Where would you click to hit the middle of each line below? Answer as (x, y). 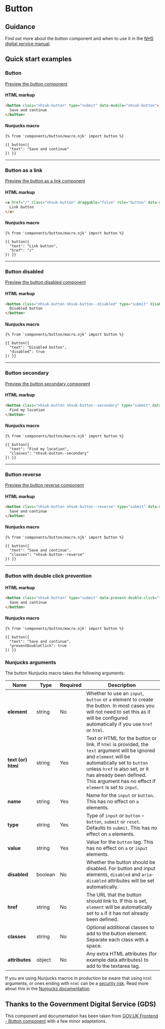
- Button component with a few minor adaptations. (56, 1021)
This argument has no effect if (121, 781)
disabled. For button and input (121, 868)
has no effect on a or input (117, 848)
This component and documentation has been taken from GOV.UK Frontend (82, 1016)
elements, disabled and (113, 875)
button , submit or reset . (113, 822)
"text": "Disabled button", (38, 348)
